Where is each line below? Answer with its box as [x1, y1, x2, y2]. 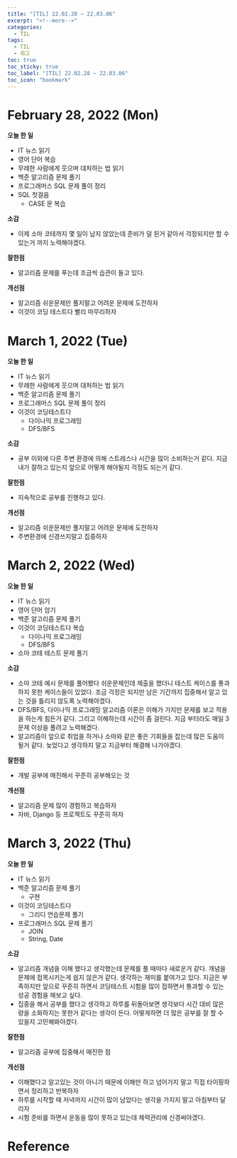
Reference [7, 1139, 70, 1154]
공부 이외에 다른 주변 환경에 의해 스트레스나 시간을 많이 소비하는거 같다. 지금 [17, 455, 228, 463]
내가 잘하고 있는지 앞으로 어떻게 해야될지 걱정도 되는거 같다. [17, 463, 183, 472]
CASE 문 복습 [28, 199, 66, 208]
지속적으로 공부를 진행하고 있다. [17, 494, 105, 502]
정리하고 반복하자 [31, 1086, 79, 1096]
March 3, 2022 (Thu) [7, 835, 132, 852]
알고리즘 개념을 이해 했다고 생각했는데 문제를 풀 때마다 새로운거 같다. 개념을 [17, 964, 226, 973]
